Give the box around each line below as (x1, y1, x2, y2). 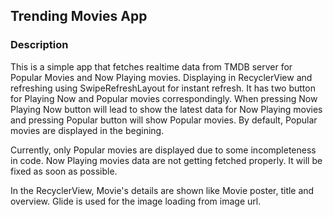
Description (10, 38, 69, 52)
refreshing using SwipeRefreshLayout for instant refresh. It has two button (10, 82, 316, 94)
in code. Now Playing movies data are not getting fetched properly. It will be (10, 154, 323, 166)
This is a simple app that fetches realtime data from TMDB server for (10, 60, 293, 73)
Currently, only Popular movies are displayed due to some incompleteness (10, 144, 317, 156)
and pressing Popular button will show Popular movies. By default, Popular (10, 114, 318, 126)
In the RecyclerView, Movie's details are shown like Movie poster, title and (10, 184, 315, 196)
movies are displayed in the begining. (10, 124, 165, 136)
